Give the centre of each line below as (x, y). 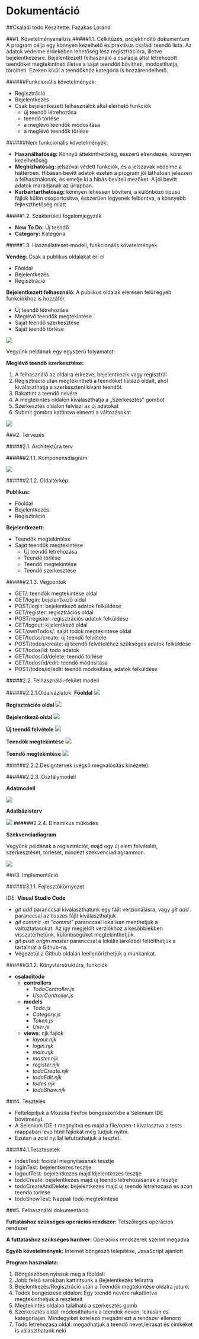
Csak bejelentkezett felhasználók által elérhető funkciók (83, 106)
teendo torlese (33, 1192)
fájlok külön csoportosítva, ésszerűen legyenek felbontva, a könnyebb (100, 198)
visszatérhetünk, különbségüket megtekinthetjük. (75, 934)
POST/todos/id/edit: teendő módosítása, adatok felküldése (86, 669)
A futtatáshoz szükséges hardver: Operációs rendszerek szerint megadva (98, 1239)
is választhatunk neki (40, 1330)
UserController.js (53, 995)
